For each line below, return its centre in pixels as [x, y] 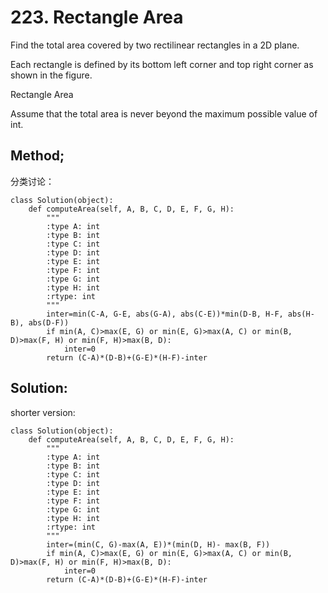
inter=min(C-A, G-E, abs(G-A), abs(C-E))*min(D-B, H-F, [165, 314]
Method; [37, 156]
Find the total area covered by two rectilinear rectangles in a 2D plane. [155, 45]
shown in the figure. [51, 75]
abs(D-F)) [49, 322]
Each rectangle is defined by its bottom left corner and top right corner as [162, 64]
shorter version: [43, 412]
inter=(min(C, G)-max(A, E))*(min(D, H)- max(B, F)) [158, 544]
